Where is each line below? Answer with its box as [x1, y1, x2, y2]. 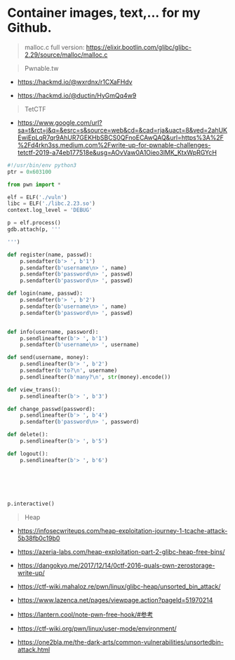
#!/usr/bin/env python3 [7, 161, 77, 169]
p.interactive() [7, 500, 55, 507]
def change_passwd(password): [7, 405, 96, 412]
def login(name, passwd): [7, 290, 83, 297]
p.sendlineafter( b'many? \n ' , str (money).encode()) [20, 373, 171, 380]
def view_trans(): [7, 386, 61, 393]
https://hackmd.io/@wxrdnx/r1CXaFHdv [17, 77, 133, 86]
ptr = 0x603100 [7, 168, 52, 175]
